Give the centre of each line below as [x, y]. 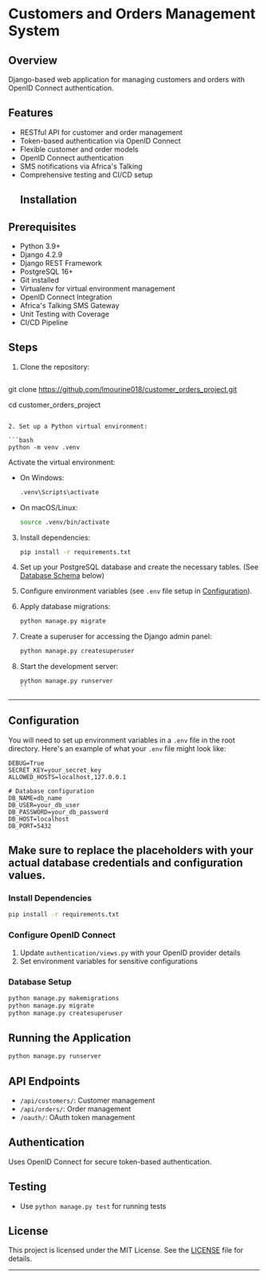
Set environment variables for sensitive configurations [108, 961]
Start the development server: [69, 667]
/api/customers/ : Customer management [87, 1101]
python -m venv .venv [44, 447]
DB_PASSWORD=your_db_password [59, 812]
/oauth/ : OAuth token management [77, 1118]
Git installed [39, 280]
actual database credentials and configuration [126, 863]
